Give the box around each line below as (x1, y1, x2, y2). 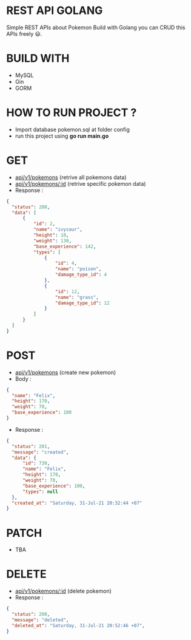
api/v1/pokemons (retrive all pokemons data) (15, 174, 127, 181)
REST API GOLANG (6, 4, 103, 18)
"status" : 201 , (12, 443, 50, 449)
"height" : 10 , (33, 232, 69, 238)
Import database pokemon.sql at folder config (15, 126, 130, 133)
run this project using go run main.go (15, 132, 109, 140)
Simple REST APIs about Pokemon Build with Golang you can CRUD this (6, 24, 186, 31)
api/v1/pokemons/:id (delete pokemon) (15, 587, 112, 595)
